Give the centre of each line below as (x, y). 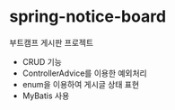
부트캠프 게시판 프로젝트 (52, 42)
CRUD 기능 (42, 61)
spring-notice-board (88, 17)
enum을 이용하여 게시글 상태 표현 (81, 84)
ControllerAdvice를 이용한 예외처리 (84, 73)
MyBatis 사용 (46, 96)
